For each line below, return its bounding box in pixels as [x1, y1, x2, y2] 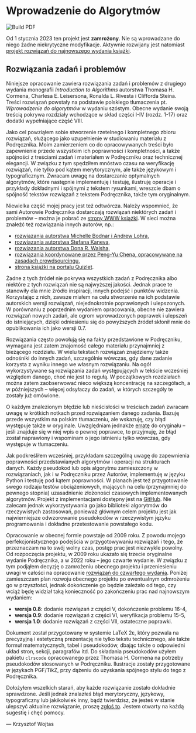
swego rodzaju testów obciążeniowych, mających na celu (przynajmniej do [6, 483, 187, 490]
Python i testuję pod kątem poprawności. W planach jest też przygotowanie [6, 476, 188, 484]
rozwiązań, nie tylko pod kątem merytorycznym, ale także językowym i [6, 166, 177, 173]
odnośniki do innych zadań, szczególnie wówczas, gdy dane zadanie [6, 354, 173, 362]
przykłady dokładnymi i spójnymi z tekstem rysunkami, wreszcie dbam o [6, 185, 181, 192]
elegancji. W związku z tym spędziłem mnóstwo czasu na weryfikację [6, 159, 174, 166]
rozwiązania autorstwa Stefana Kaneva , [14, 238, 110, 246]
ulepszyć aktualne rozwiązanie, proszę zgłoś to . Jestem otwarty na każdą [6, 703, 184, 710]
